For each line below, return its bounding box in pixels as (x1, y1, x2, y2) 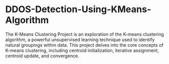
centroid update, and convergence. (5, 52, 80, 59)
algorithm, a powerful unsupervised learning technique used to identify (5, 37, 155, 43)
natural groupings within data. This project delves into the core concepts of (5, 42, 164, 48)
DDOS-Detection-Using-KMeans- (5, 4, 152, 15)
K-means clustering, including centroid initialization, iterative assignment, (5, 47, 159, 53)
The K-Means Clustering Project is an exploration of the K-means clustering (5, 31, 164, 37)
